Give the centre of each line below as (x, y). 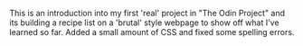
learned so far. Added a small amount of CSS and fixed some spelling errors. (152, 32)
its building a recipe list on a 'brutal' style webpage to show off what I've (144, 23)
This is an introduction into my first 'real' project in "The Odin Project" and (147, 13)
